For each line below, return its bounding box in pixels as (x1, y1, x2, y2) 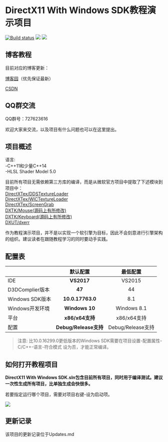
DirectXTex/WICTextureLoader (5, 196, 68, 202)
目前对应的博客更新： (5, 65, 49, 71)
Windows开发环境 (7, 305, 50, 312)
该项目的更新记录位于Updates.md (5, 431, 74, 437)
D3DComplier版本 (7, 286, 50, 293)
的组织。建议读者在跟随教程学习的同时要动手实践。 (5, 236, 110, 242)
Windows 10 (64, 305, 95, 312)
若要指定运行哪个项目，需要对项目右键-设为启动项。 (5, 391, 112, 397)
